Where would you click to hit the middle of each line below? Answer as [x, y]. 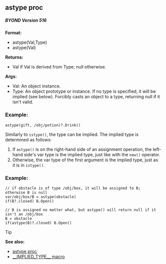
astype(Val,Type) [30, 42]
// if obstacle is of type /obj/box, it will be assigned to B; [73, 188]
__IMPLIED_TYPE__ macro [39, 257]
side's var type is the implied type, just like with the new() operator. [92, 154]
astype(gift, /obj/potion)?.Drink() [43, 125]
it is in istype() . [28, 165]
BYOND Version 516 [26, 20]
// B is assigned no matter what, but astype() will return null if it [81, 210]
